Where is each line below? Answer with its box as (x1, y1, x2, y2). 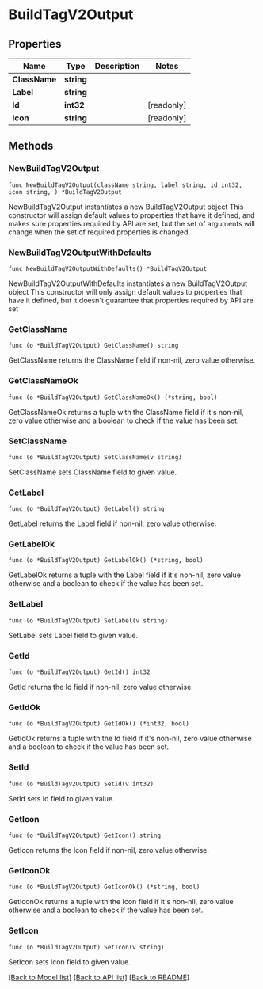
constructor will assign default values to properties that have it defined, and (8, 210, 255, 219)
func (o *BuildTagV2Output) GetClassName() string (8, 342, 179, 350)
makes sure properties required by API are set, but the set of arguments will (8, 219, 255, 228)
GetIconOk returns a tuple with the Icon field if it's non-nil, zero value (8, 897, 234, 907)
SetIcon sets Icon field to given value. (8, 957, 131, 967)
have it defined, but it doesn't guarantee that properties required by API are (8, 295, 253, 305)
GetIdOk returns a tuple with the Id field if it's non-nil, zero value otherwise (8, 734, 252, 744)
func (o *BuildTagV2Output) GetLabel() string (8, 505, 165, 513)
